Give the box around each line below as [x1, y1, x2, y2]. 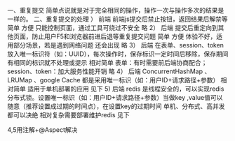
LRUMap [7, 76, 33, 84]
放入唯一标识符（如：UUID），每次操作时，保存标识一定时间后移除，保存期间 [7, 50, 229, 58]
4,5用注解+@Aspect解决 [7, 126, 78, 134]
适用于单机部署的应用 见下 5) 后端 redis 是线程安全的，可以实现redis [27, 84, 224, 93]
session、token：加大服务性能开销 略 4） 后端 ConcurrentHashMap [7, 67, 203, 75]
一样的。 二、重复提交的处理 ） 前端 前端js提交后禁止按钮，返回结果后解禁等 [7, 15, 228, 23]
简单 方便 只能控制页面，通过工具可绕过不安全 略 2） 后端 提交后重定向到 [7, 24, 219, 31]
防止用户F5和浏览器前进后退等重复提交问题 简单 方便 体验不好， [31, 32, 217, 40]
